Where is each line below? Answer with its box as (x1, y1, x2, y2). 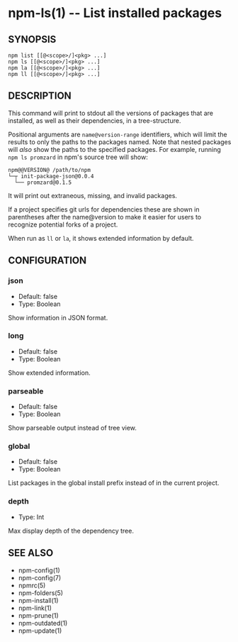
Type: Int (18, 513, 45, 521)
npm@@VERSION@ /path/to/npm (8, 166, 91, 173)
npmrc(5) (18, 581, 46, 589)
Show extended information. (8, 368, 91, 377)
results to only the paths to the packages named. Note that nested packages (8, 137, 232, 146)
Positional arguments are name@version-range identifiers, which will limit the (8, 130, 227, 138)
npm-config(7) (18, 573, 62, 582)
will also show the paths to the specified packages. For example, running (8, 145, 222, 153)
